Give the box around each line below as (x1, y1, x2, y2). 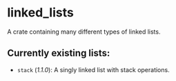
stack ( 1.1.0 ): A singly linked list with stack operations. (17, 65, 170, 73)
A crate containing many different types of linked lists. (7, 27, 161, 36)
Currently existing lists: (7, 47, 110, 59)
